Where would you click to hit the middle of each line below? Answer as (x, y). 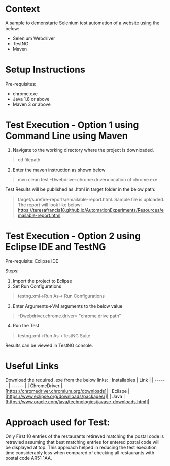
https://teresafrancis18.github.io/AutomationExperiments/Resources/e (91, 210)
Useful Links (32, 366)
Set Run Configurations (37, 286)
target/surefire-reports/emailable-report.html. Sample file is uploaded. (91, 199)
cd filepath (29, 160)
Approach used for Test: (58, 422)
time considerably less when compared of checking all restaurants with (80, 453)
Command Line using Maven (66, 136)
